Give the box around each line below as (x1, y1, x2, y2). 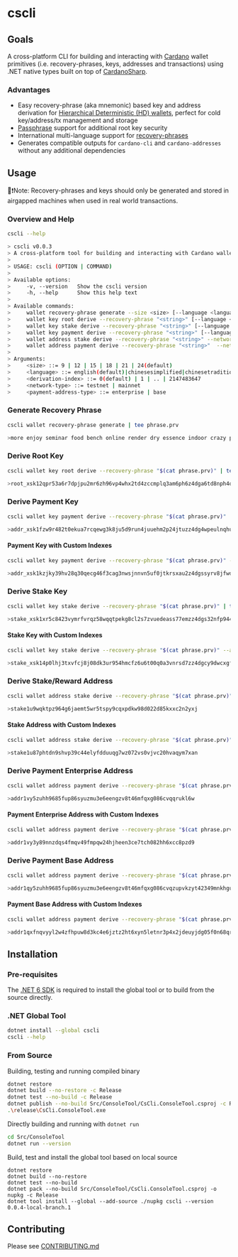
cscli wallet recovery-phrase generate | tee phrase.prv (7, 421, 179, 428)
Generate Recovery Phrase (7, 405, 102, 415)
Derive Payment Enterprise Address (7, 766, 133, 776)
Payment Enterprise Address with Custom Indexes (7, 810, 159, 819)
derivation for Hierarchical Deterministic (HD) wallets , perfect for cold (17, 109, 221, 117)
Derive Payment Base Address (7, 856, 114, 865)
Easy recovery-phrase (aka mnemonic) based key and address (17, 101, 201, 109)
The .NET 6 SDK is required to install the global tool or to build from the (7, 986, 215, 994)
